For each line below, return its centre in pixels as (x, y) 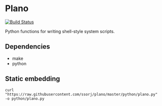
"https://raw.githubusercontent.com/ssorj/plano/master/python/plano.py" (81, 94)
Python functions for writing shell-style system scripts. (60, 31)
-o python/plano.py (25, 98)
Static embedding (33, 79)
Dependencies (27, 47)
